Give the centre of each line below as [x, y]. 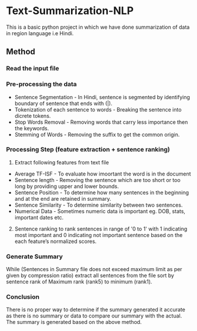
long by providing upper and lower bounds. [67, 186]
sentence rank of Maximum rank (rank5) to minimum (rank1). [79, 282]
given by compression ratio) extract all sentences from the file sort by [90, 276]
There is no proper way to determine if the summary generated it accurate [96, 310]
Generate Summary [35, 256]
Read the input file [33, 69]
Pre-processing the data [42, 85]
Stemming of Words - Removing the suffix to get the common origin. [97, 134]
